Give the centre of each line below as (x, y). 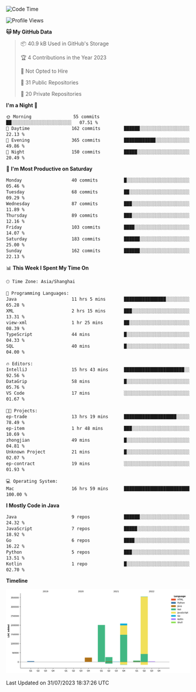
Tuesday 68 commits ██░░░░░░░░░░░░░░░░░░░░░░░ (98, 192)
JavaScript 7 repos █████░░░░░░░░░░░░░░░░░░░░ (98, 529)
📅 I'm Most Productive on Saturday (49, 169)
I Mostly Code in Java (33, 505)
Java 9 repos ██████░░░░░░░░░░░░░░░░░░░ (98, 517)
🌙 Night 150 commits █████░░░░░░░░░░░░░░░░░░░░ (98, 152)
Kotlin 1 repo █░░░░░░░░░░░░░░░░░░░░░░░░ (98, 564)
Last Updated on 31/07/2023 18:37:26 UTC (58, 683)
